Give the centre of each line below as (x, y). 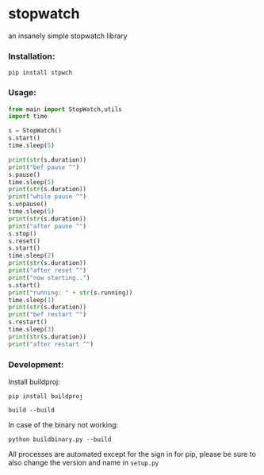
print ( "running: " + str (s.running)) (71, 293)
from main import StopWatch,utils (65, 109)
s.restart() (28, 322)
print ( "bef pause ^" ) (44, 167)
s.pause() (25, 174)
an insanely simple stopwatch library (68, 36)
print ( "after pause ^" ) (48, 226)
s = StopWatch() (35, 131)
